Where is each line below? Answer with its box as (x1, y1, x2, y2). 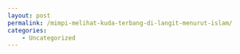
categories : (7, 26, 47, 34)
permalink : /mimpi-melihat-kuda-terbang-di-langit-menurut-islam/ (7, 19, 233, 27)
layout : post (7, 11, 51, 20)
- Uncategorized (22, 33, 77, 42)
